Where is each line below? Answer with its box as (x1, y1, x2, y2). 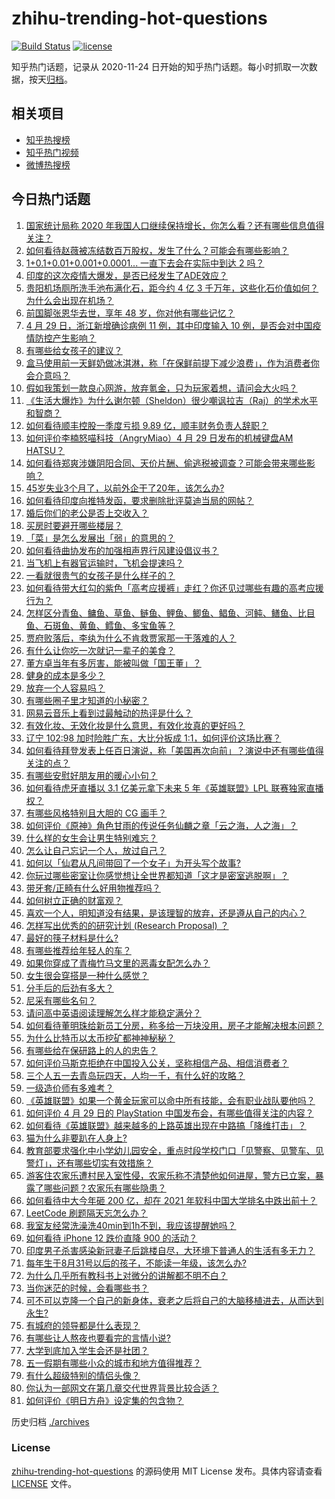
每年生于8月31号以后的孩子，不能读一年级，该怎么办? (25, 1257, 247, 1269)
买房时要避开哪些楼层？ (25, 519, 123, 531)
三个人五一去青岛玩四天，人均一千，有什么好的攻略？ (25, 1069, 246, 1081)
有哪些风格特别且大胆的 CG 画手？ (25, 807, 168, 819)
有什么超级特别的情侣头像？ (25, 1369, 141, 1381)
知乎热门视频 (25, 146, 79, 158)
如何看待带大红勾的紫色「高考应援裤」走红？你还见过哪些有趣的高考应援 (25, 582, 324, 594)
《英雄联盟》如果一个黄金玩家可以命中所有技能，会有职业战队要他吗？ (25, 1094, 316, 1106)
